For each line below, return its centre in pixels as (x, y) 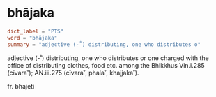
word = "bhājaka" (32, 38)
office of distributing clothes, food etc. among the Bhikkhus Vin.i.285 (106, 65)
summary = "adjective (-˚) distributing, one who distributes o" (104, 44)
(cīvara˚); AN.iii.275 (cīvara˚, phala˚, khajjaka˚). (73, 73)
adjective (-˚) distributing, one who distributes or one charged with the (108, 58)
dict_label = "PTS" (36, 31)
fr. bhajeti (21, 86)
